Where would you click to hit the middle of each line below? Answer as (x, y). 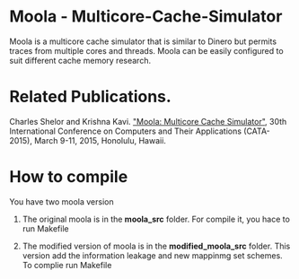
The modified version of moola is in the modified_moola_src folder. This (156, 246)
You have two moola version (62, 201)
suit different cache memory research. (80, 60)
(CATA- (257, 131)
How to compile (69, 177)
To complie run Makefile (67, 265)
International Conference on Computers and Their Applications (126, 131)
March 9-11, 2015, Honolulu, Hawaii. (100, 140)
